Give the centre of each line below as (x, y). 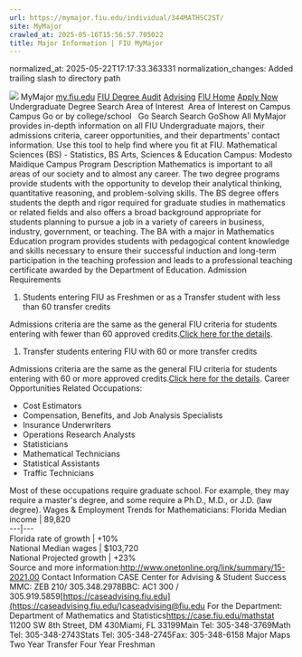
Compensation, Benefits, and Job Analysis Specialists (123, 415)
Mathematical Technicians (71, 454)
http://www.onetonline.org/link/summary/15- (203, 567)
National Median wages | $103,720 (74, 548)
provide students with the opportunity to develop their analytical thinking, (146, 184)
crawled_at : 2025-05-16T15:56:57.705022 (87, 34)
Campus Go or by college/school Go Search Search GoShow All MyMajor (148, 116)
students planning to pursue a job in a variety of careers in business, (137, 222)
